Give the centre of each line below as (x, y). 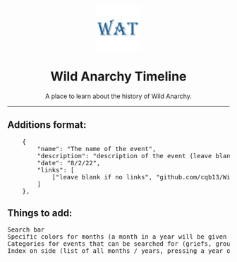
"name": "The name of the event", (97, 149)
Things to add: (40, 213)
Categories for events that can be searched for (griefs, (110, 244)
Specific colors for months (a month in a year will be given (117, 237)
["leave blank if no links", (102, 177)
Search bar (26, 230)
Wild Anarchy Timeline (119, 76)
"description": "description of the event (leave (124, 156)
